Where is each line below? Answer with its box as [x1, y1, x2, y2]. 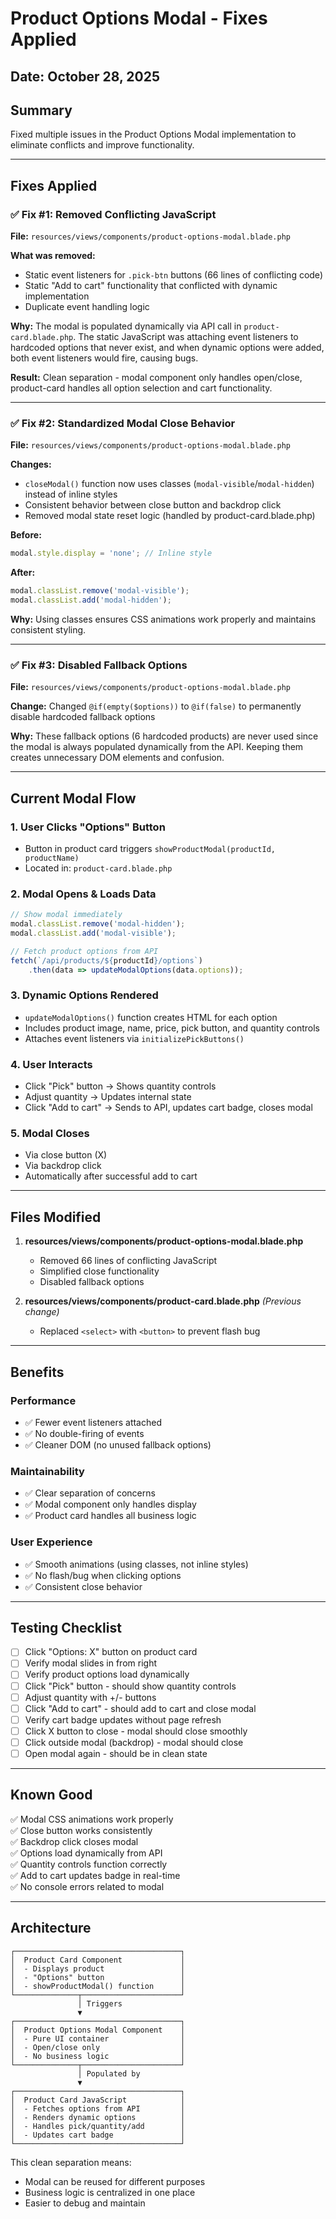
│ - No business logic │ [10, 2051, 186, 2061]
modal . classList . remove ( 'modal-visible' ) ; [10, 586, 190, 596]
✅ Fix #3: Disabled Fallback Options [10, 658, 188, 672]
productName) [24, 853, 80, 863]
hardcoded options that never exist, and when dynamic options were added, [10, 342, 325, 354]
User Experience [10, 1535, 93, 1549]
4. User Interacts [10, 1057, 93, 1071]
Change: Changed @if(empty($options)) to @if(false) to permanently [10, 700, 302, 712]
